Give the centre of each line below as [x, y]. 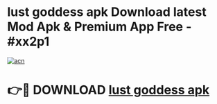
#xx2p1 [28, 42]
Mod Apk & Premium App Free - [99, 27]
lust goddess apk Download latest [107, 12]
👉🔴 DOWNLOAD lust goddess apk [108, 90]
